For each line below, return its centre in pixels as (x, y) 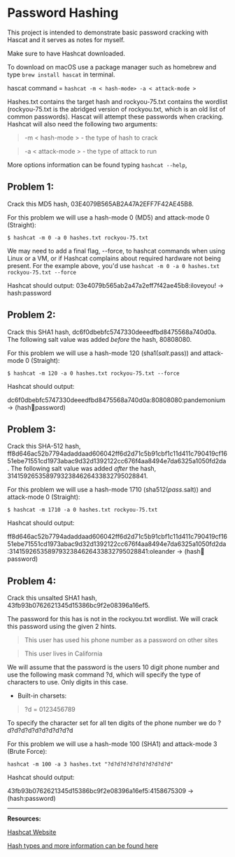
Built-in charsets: (42, 696)
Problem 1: (31, 187)
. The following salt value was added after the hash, (82, 469)
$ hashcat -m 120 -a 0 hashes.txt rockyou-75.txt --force (93, 373)
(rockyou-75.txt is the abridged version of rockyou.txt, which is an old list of (116, 109)
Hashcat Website (32, 832)
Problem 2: (31, 315)
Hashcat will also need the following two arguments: (83, 124)
